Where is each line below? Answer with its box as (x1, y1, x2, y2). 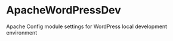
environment (6, 29, 38, 36)
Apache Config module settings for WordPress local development (6, 23, 168, 30)
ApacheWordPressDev (6, 4, 121, 17)
